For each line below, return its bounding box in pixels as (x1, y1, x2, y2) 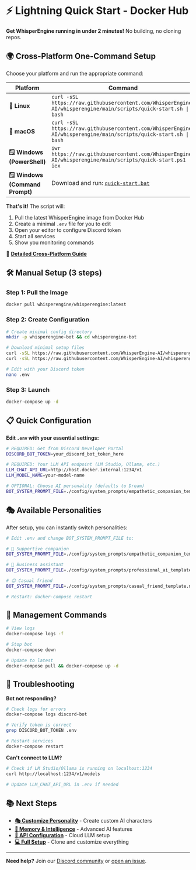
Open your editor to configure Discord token (14, 226, 121, 234)
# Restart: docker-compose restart (6, 594, 93, 600)
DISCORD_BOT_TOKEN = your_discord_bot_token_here (6, 451, 124, 457)
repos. (6, 33, 22, 40)
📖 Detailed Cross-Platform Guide (6, 250, 87, 257)
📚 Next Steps (6, 798, 57, 808)
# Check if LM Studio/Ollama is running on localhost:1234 (6, 765, 153, 771)
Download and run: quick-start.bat (51, 179, 150, 187)
